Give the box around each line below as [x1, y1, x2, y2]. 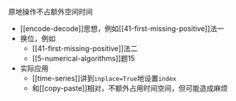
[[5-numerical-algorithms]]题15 [31, 54, 135, 63]
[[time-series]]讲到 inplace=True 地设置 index [31, 74, 177, 83]
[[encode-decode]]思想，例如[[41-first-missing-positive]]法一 [19, 24, 225, 33]
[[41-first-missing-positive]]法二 [31, 44, 138, 53]
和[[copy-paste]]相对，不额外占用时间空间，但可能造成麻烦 [31, 84, 229, 93]
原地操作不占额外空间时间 [8, 7, 93, 16]
